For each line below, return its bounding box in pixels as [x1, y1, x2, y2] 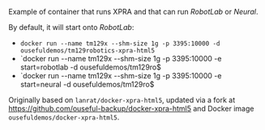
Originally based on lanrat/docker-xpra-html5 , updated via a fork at [8, 95, 236, 104]
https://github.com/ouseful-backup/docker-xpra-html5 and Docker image [8, 104, 254, 113]
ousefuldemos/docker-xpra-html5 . [8, 112, 120, 122]
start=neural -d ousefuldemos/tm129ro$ [19, 80, 155, 89]
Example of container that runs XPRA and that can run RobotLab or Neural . [8, 7, 259, 16]
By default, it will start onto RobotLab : [8, 23, 135, 31]
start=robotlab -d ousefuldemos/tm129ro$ [19, 62, 162, 72]
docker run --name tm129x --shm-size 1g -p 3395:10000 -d [19, 40, 220, 48]
